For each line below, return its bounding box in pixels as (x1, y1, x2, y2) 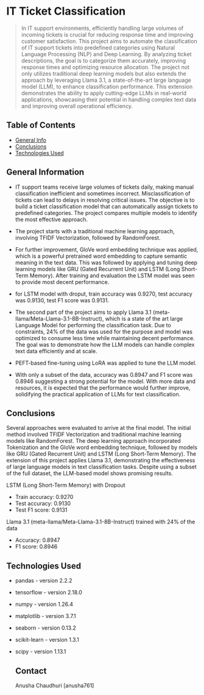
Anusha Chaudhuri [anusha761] (15, 682, 94, 689)
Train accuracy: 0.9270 (15, 493, 74, 501)
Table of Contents (6, 120, 76, 131)
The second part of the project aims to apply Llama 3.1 (15, 308, 152, 316)
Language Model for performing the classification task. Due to (15, 321, 172, 329)
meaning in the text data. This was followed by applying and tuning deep (15, 258, 198, 266)
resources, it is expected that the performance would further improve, (15, 384, 191, 391)
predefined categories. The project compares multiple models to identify (15, 209, 198, 216)
